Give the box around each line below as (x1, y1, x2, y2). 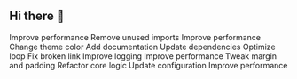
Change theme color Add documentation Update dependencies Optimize (9, 41, 277, 52)
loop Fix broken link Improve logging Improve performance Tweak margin (9, 50, 277, 61)
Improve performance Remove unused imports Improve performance (9, 32, 262, 42)
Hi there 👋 (9, 9, 65, 24)
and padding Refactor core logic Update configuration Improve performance (9, 60, 288, 70)
